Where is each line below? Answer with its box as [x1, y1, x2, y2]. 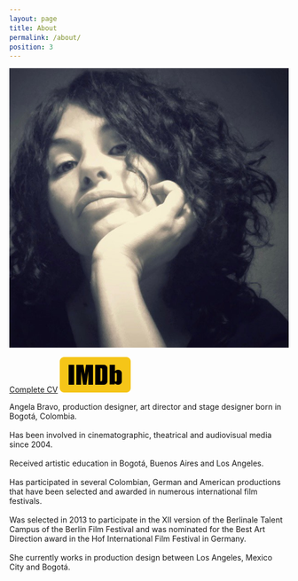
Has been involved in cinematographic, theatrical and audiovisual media [9, 430, 272, 441]
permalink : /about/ [9, 33, 82, 42]
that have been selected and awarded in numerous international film [9, 486, 258, 497]
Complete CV [9, 384, 59, 395]
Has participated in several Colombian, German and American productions [9, 477, 281, 488]
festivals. [9, 496, 43, 506]
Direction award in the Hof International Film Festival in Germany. [9, 533, 247, 545]
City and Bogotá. [9, 561, 71, 572]
